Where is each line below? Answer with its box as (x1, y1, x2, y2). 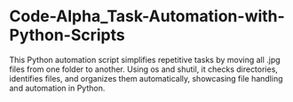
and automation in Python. (9, 82, 106, 93)
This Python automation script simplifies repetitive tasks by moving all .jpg (9, 54, 281, 65)
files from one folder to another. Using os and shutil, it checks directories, (9, 64, 278, 75)
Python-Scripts (9, 25, 126, 45)
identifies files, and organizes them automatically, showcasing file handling (9, 73, 283, 83)
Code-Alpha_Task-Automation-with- (9, 6, 286, 27)
